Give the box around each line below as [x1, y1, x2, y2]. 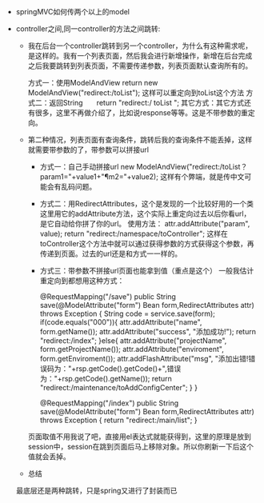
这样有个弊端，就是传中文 [159, 172, 245, 182]
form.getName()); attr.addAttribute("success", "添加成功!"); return [39, 327, 256, 336]
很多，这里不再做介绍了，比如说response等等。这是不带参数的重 [34, 108, 248, 118]
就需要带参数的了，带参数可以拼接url [27, 145, 150, 154]
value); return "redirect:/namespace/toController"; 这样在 [39, 229, 228, 238]
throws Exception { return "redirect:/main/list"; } [39, 415, 198, 425]
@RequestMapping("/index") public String [39, 398, 179, 408]
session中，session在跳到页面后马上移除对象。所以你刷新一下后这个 [27, 442, 254, 451]
